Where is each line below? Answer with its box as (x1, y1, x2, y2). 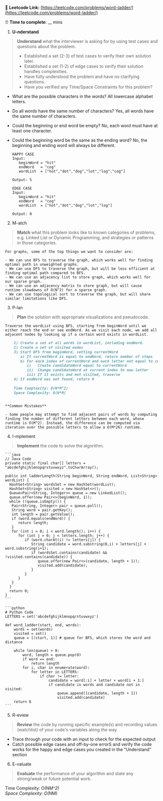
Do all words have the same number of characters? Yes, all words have (12, 108, 154, 114)
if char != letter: (39, 674, 79, 679)
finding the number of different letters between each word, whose (5, 416, 145, 421)
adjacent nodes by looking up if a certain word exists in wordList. (5, 332, 149, 337)
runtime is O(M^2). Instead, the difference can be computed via (5, 421, 140, 426)
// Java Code (5, 457, 32, 462)
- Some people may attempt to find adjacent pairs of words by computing (5, 412, 158, 417)
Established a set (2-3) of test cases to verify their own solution (24, 53, 151, 58)
